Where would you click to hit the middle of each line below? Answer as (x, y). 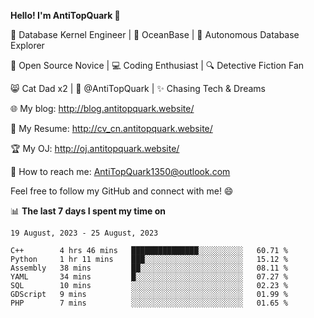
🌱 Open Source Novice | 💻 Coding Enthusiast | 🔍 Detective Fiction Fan (157, 65)
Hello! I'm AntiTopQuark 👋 (65, 15)
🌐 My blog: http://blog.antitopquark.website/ (102, 108)
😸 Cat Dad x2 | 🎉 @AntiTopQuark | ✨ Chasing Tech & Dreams (138, 88)
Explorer (27, 45)
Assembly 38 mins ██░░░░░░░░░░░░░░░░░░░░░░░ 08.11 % (149, 268)
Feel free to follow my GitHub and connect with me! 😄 (122, 191)
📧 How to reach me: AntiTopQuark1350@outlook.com (120, 171)
